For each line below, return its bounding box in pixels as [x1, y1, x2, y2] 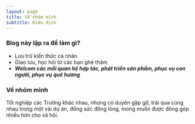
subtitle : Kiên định [6, 19, 57, 25]
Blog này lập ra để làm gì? [6, 39, 81, 47]
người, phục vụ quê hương [14, 71, 81, 78]
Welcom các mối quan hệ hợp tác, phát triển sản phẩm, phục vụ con [14, 65, 186, 72]
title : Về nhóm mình [6, 14, 57, 20]
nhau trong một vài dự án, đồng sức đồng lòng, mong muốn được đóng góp [6, 105, 189, 112]
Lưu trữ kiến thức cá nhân [14, 52, 78, 59]
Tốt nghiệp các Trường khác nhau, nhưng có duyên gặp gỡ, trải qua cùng [6, 99, 184, 106]
